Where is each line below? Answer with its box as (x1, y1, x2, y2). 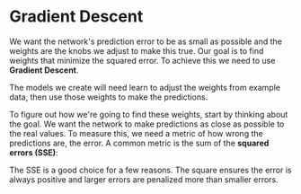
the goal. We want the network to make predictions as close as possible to (9, 119, 285, 129)
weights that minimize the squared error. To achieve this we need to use (9, 55, 276, 66)
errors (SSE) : (9, 146, 58, 158)
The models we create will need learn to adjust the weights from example (9, 82, 281, 93)
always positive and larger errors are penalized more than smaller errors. (9, 173, 279, 185)
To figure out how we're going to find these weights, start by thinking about (9, 109, 288, 119)
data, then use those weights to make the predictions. (9, 92, 208, 102)
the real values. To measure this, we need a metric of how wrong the (9, 128, 263, 138)
